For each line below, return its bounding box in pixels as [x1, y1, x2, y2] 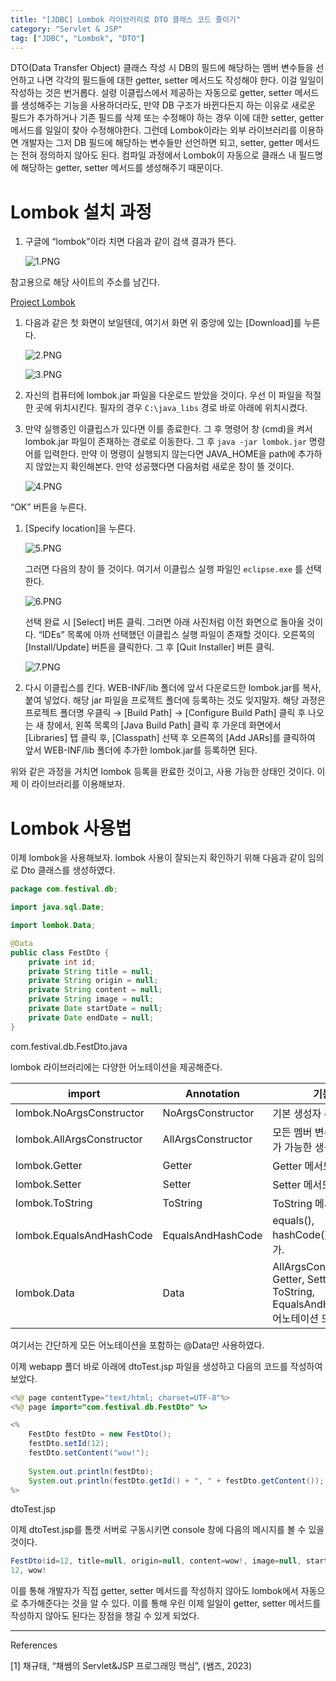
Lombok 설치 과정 [10, 201, 152, 223]
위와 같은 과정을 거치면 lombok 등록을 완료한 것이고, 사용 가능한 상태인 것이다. [10, 766, 315, 778]
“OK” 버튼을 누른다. [10, 501, 87, 513]
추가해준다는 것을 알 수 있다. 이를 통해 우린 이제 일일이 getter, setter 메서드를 [20, 1597, 322, 1610]
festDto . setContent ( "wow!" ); [28, 1448, 150, 1458]
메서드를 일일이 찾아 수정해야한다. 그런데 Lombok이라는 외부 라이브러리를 [10, 124, 298, 136]
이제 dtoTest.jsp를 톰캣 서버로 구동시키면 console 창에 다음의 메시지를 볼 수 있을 [10, 1524, 325, 1536]
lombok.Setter [15, 1177, 82, 1191]
